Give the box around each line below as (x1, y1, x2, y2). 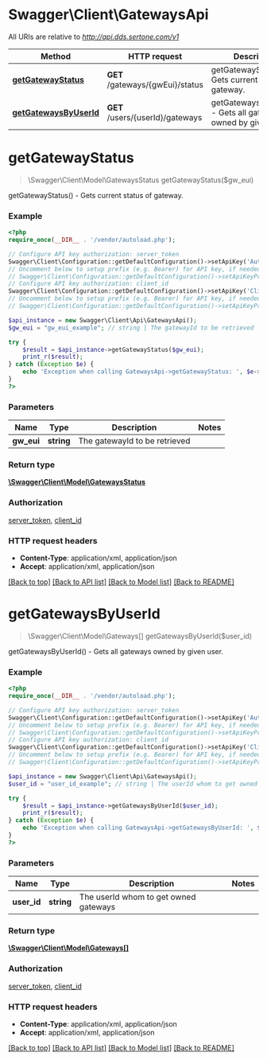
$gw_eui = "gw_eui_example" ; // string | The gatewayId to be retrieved (8, 324, 254, 332)
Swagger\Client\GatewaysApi (8, 6, 209, 24)
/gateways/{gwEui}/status (106, 79, 204, 90)
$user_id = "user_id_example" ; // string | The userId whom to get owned (8, 780, 258, 788)
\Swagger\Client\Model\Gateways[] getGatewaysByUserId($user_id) (27, 631, 253, 641)
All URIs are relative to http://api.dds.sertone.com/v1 (8, 32, 180, 41)
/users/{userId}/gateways (106, 111, 203, 123)
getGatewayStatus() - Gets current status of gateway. (8, 190, 184, 200)
